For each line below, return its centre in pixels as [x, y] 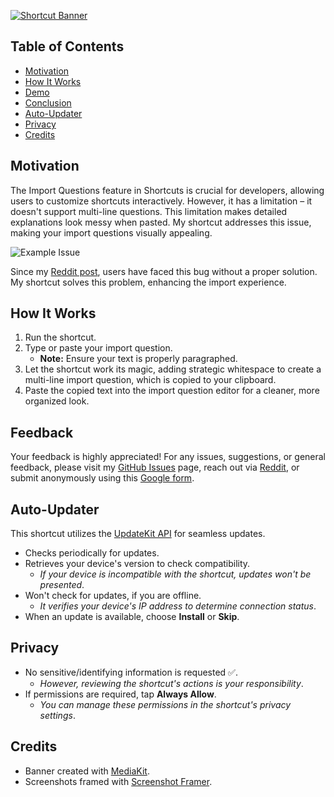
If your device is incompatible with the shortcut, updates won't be [175, 574]
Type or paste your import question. [98, 348]
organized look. [57, 401]
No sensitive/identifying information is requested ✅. [131, 672]
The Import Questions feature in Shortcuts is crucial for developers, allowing [167, 190]
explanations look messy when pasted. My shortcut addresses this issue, [161, 222]
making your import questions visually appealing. [111, 232]
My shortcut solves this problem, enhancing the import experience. [148, 282]
